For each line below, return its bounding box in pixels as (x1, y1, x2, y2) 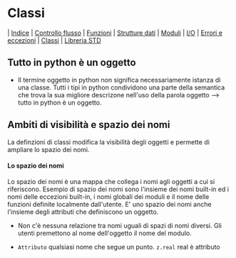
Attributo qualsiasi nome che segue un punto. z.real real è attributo (17, 242, 221, 251)
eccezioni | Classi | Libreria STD (7, 36, 101, 44)
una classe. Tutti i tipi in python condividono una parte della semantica (17, 83, 225, 92)
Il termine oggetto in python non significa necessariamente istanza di (17, 75, 221, 84)
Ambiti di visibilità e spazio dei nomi (7, 119, 170, 131)
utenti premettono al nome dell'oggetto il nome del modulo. (17, 229, 193, 237)
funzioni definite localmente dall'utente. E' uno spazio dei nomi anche (7, 200, 212, 208)
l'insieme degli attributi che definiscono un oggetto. (7, 208, 159, 216)
